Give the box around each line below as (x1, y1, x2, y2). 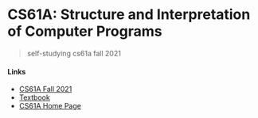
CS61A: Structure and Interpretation (7, 6, 251, 24)
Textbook (18, 93, 51, 102)
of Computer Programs (7, 22, 162, 40)
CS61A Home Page (18, 101, 81, 111)
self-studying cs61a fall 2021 (26, 48, 121, 58)
